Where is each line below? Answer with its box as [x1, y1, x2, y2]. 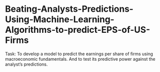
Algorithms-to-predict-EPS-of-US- [5, 24, 150, 35]
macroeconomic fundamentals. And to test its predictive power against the [5, 56, 156, 62]
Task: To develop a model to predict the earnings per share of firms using [5, 50, 153, 57]
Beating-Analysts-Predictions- [5, 3, 134, 15]
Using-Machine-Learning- [5, 14, 114, 25]
